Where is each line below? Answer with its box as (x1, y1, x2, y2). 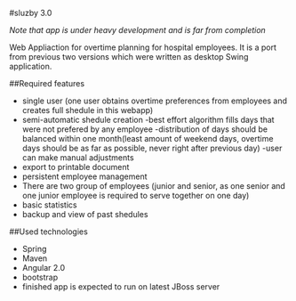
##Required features (9, 78, 85, 88)
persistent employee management (21, 171, 148, 182)
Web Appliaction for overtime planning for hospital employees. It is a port (9, 42, 277, 53)
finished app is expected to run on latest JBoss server (21, 281, 220, 292)
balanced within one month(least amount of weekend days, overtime (21, 134, 274, 143)
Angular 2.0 (21, 263, 66, 273)
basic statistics (21, 199, 77, 210)
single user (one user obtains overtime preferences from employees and (21, 95, 287, 106)
